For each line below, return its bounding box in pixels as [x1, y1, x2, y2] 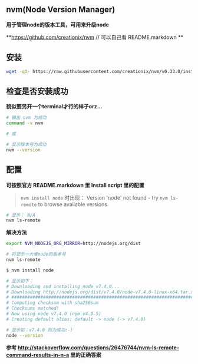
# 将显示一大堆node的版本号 [6, 252, 66, 257]
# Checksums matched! [6, 306, 60, 312]
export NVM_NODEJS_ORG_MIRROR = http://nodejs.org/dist [6, 241, 141, 247]
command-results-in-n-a [6, 351, 70, 358]
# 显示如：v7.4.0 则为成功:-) [6, 327, 74, 333]
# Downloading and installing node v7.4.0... [6, 283, 120, 289]
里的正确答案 [70, 351, 102, 358]
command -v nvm [6, 120, 44, 126]
